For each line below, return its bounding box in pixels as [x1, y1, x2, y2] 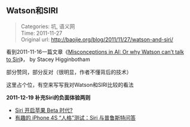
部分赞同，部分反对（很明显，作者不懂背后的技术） [6, 68, 132, 75]
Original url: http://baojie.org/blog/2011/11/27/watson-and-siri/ [20, 35, 173, 43]
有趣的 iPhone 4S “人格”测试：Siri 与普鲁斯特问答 [14, 114, 136, 121]
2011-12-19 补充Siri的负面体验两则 [6, 93, 91, 101]
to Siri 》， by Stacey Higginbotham [6, 56, 91, 63]
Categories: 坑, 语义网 [20, 23, 75, 30]
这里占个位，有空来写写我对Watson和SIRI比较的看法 [6, 81, 134, 88]
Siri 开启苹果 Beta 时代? [14, 107, 73, 114]
